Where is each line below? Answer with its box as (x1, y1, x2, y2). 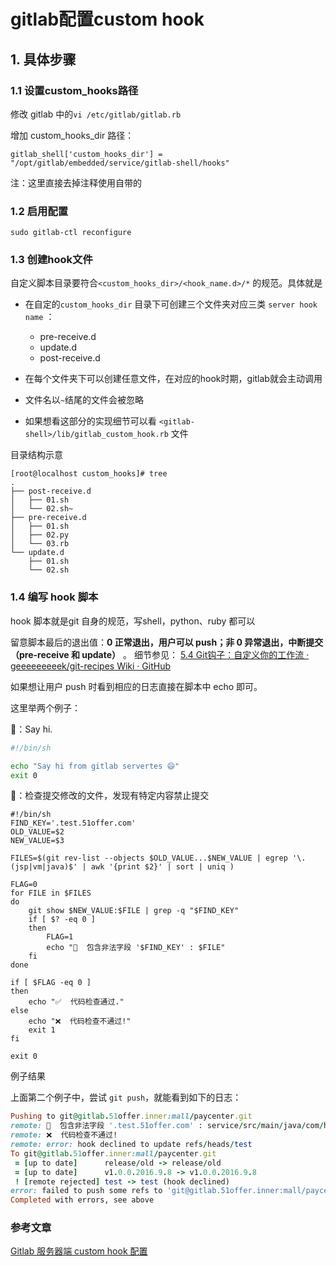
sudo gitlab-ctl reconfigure (10, 228, 132, 238)
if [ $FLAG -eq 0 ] (10, 978, 92, 988)
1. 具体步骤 (10, 51, 77, 68)
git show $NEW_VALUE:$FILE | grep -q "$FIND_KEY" (28, 906, 240, 916)
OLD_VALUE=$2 (10, 827, 65, 837)
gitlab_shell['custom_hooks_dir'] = (10, 149, 163, 159)
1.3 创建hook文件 (10, 253, 93, 267)
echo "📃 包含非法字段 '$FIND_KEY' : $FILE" (46, 943, 226, 953)
